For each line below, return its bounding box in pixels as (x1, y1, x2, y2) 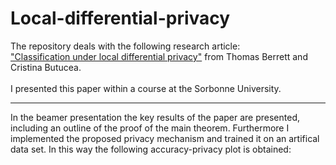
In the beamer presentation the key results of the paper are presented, (10, 111, 301, 123)
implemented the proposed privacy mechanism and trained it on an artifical (10, 132, 320, 144)
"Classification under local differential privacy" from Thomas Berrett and (10, 50, 308, 62)
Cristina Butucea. (10, 61, 82, 73)
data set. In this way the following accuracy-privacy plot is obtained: (10, 143, 292, 155)
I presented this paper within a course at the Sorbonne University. (10, 82, 282, 94)
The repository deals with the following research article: (10, 40, 241, 52)
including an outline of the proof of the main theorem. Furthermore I (10, 122, 290, 134)
